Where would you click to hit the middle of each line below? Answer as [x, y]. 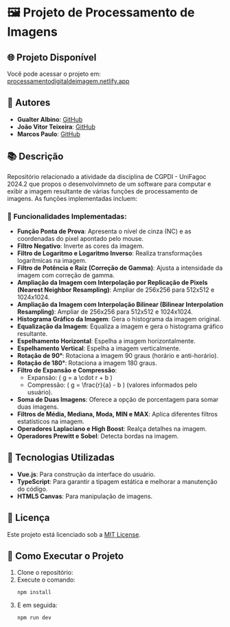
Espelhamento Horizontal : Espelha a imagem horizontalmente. [106, 341]
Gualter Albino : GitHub [50, 119]
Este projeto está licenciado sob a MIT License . [74, 534]
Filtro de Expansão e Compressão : [67, 370]
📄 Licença [28, 518]
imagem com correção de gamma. [66, 275]
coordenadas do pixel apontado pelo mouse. [80, 238]
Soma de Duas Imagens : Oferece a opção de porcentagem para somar [118, 399]
